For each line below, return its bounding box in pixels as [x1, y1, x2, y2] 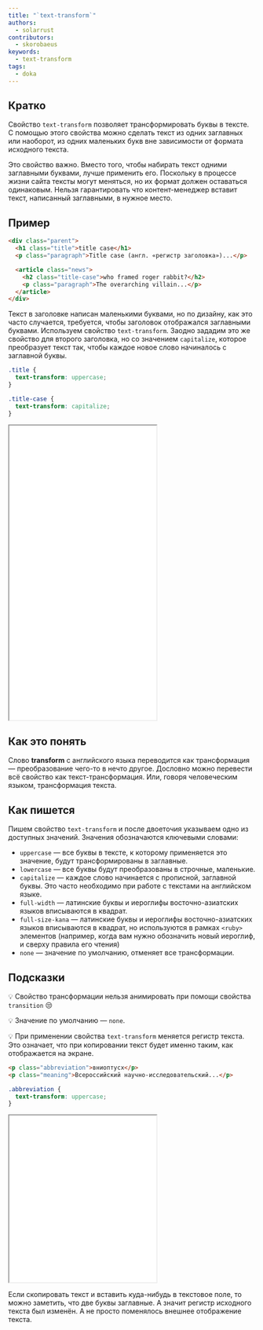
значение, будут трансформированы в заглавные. [19, 856, 188, 866]
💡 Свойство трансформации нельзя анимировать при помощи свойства [8, 991, 251, 1001]
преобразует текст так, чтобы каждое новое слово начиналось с [8, 343, 227, 352]
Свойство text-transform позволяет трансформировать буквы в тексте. [8, 119, 250, 130]
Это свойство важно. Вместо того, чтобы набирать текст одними [8, 160, 228, 170]
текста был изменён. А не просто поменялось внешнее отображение [8, 1306, 242, 1316]
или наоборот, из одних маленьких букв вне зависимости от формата [8, 137, 243, 146]
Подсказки [8, 971, 65, 984]
